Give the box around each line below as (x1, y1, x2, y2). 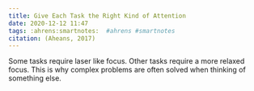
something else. (8, 73, 62, 83)
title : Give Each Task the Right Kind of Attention (8, 11, 186, 20)
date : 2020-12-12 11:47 (8, 19, 89, 27)
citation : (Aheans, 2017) (8, 34, 95, 43)
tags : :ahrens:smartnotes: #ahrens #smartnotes (8, 27, 176, 35)
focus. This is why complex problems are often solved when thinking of (8, 65, 247, 75)
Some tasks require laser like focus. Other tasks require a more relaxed (8, 56, 245, 66)
